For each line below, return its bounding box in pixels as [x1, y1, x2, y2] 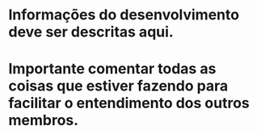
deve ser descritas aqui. [8, 23, 174, 41]
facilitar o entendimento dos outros [8, 94, 251, 112]
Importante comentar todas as [8, 60, 217, 78]
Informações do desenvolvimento [8, 6, 240, 24]
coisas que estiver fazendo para [8, 77, 229, 95]
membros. [8, 111, 79, 130]
